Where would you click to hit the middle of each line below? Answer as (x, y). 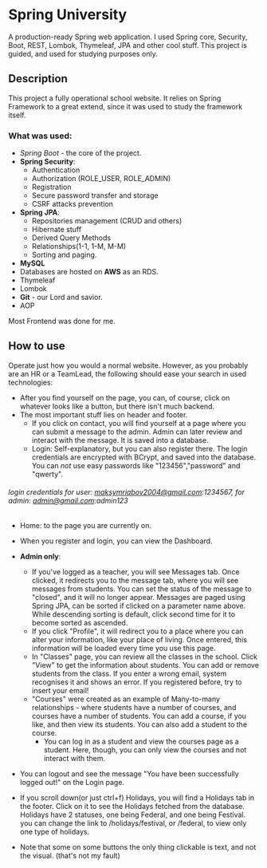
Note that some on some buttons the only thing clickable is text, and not (138, 847)
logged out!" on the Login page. (72, 783)
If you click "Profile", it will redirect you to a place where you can (137, 631)
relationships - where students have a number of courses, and (134, 708)
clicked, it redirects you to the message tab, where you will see (135, 581)
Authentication (56, 170)
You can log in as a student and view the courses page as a (141, 742)
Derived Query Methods (71, 238)
